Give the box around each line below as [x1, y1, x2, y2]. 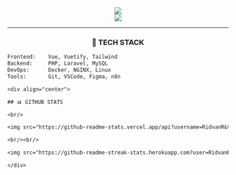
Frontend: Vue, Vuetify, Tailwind [7, 53, 118, 60]
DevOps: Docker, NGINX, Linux [7, 67, 112, 74]
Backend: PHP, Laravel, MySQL [7, 60, 109, 67]
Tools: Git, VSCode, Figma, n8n [7, 73, 121, 80]
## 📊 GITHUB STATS [7, 98, 63, 105]
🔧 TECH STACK [91, 37, 145, 47]
